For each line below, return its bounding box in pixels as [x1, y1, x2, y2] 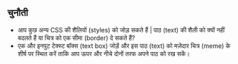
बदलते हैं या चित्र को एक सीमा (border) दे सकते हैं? [17, 33, 136, 42]
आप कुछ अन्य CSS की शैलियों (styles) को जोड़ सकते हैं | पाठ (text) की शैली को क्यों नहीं [17, 25, 225, 34]
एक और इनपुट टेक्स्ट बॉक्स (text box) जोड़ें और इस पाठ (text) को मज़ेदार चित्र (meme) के [17, 41, 231, 50]
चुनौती [7, 7, 28, 19]
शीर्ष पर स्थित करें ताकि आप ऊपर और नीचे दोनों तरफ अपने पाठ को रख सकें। [17, 49, 191, 58]
